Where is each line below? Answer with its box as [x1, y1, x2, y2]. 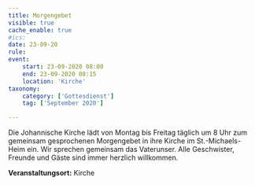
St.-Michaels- [196, 136, 242, 146]
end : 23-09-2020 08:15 [22, 70, 97, 78]
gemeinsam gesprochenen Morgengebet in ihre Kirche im [8, 136, 195, 146]
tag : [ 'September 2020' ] [22, 99, 104, 107]
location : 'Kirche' [22, 77, 87, 85]
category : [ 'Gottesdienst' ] [22, 92, 114, 100]
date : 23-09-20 [8, 41, 58, 49]
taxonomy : [8, 84, 41, 93]
